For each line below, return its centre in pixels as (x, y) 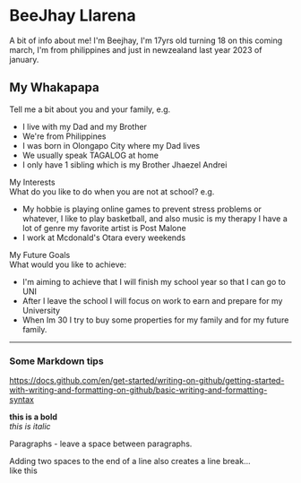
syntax (21, 400)
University (41, 310)
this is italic (30, 427)
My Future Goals (40, 254)
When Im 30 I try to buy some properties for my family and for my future (155, 320)
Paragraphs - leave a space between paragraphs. (101, 444)
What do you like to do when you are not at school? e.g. (112, 191)
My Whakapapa (55, 87)
